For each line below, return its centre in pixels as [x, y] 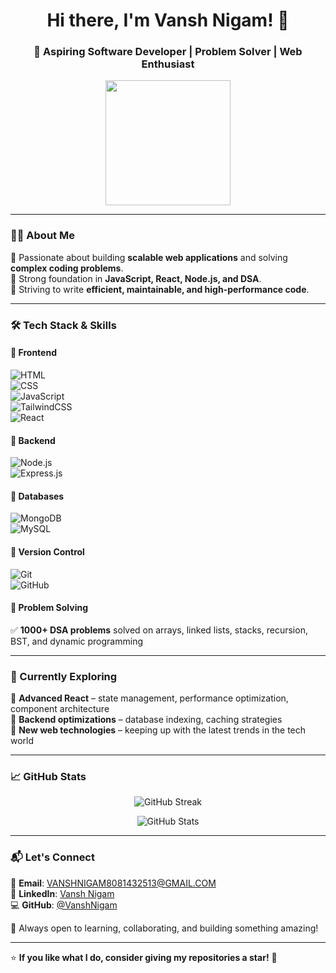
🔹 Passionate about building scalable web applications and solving [149, 257]
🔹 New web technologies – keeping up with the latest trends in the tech [158, 730]
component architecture [60, 709]
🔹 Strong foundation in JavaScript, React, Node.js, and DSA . [136, 278]
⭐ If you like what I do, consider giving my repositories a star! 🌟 [144, 957]
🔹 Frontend [33, 353]
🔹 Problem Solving [49, 608]
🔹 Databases [37, 496]
